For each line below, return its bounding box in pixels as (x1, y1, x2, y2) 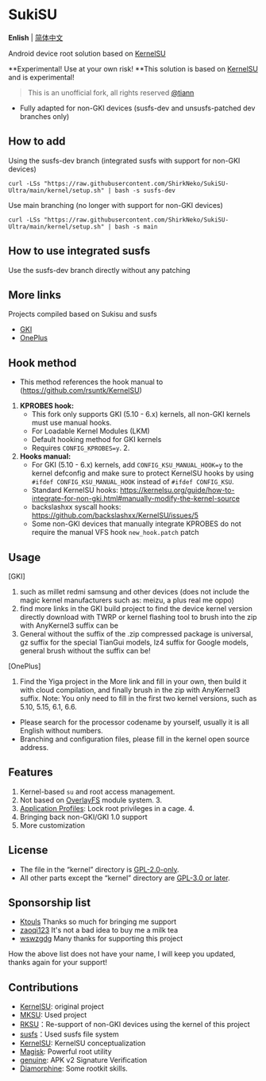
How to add (8, 135, 66, 148)
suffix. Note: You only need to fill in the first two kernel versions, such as (19, 694, 257, 703)
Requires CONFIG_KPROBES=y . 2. (31, 443, 130, 453)
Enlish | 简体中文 (8, 33, 64, 42)
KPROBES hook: (19, 401, 74, 410)
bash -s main (114, 222, 158, 231)
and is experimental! (8, 72, 75, 82)
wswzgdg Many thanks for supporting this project (19, 934, 183, 944)
